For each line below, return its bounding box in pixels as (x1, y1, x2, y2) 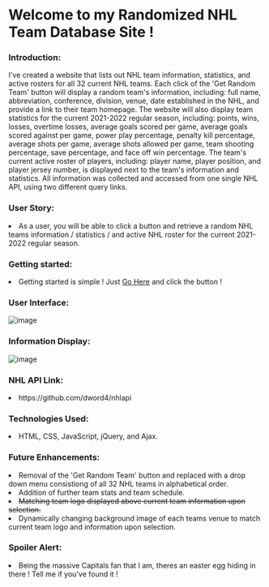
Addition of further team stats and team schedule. (19, 487, 185, 497)
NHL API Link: (8, 375, 63, 386)
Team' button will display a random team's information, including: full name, (8, 88, 262, 97)
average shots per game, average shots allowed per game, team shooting (8, 139, 254, 149)
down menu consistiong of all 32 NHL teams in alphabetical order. (8, 478, 228, 488)
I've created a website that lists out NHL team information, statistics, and (8, 71, 251, 80)
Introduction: (8, 52, 62, 63)
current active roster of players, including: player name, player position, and (8, 156, 262, 166)
